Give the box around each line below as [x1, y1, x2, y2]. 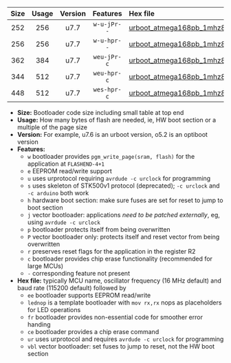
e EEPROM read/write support [27, 167, 112, 175]
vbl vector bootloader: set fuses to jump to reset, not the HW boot [27, 342, 215, 350]
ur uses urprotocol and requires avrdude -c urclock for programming [27, 335, 224, 343]
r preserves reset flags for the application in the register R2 [27, 247, 196, 255]
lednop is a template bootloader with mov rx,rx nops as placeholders [27, 298, 222, 307]
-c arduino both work [27, 189, 89, 197]
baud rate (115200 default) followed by [16, 284, 126, 291]
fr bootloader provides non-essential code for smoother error [27, 313, 203, 321]
